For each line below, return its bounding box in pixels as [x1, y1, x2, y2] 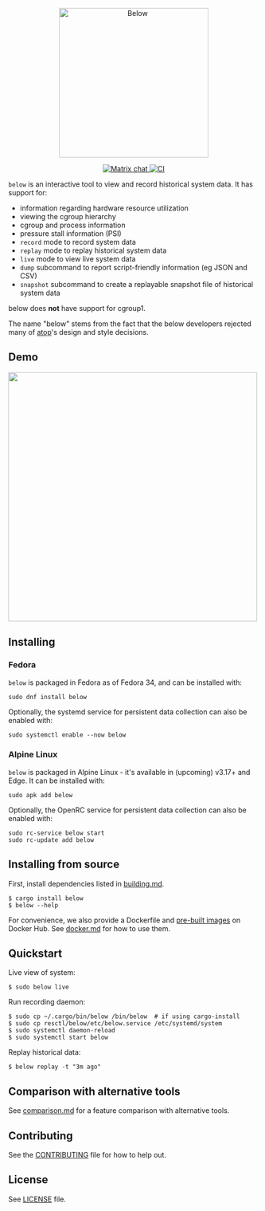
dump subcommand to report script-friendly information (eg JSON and [19, 263, 248, 272]
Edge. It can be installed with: [8, 776, 105, 785]
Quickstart [8, 947, 63, 960]
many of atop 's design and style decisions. [8, 328, 149, 336]
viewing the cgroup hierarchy [19, 212, 117, 221]
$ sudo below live [8, 983, 69, 992]
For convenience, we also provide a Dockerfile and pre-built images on [8, 915, 241, 925]
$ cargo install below [8, 894, 84, 902]
